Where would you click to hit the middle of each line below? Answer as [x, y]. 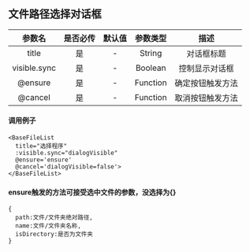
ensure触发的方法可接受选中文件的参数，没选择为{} [92, 192]
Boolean [151, 68]
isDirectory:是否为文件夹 [54, 235]
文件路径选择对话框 [55, 14]
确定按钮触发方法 [206, 83]
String [151, 53]
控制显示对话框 [206, 68]
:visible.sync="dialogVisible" [67, 153]
